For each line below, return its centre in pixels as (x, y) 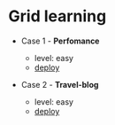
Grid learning (57, 16)
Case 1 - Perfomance (60, 41)
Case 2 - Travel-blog (60, 84)
